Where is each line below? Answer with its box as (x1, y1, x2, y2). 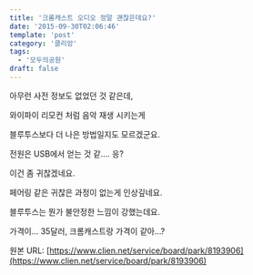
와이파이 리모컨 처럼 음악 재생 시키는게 (9, 109, 146, 120)
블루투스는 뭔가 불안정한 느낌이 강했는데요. (9, 206, 161, 217)
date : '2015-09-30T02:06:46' (9, 22, 120, 31)
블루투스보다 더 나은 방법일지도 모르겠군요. (9, 128, 161, 139)
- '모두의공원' (17, 56, 66, 65)
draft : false (9, 65, 59, 74)
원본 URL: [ (9, 245, 50, 256)
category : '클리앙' (9, 38, 77, 48)
